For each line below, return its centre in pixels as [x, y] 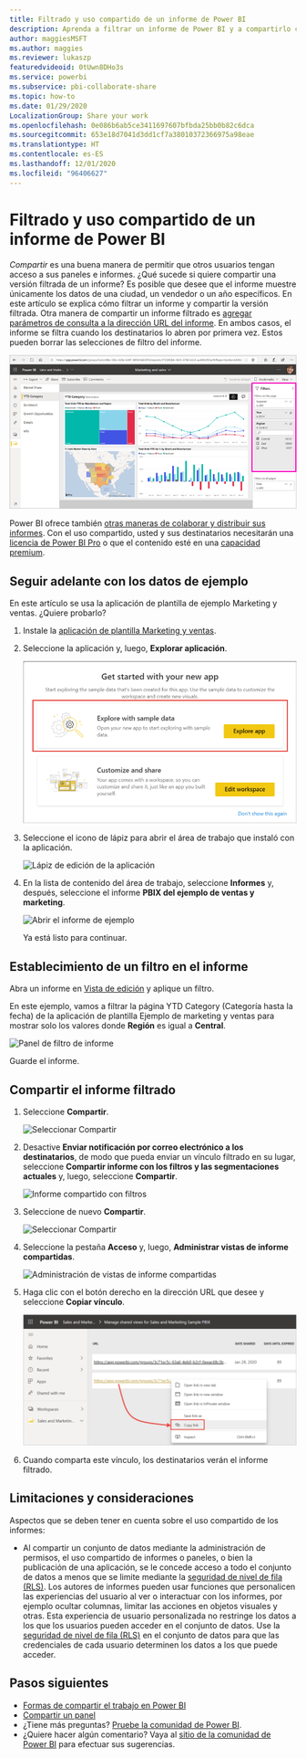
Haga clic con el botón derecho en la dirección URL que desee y [143, 1292]
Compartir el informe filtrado [92, 1090]
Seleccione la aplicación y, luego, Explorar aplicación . [125, 648]
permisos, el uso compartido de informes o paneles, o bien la [138, 1557]
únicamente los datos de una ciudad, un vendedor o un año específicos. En [151, 293]
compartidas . [49, 1257]
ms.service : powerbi [49, 78]
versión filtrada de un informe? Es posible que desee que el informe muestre [153, 284]
